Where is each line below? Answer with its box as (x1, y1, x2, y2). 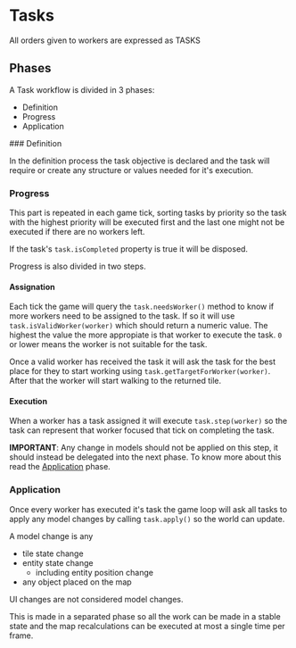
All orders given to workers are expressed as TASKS (9, 35, 201, 46)
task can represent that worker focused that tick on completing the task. (9, 425, 275, 436)
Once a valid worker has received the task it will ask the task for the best (9, 356, 276, 367)
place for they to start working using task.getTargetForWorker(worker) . (9, 366, 271, 377)
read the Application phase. (9, 461, 111, 472)
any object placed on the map (21, 577, 132, 587)
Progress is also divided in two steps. (9, 261, 146, 272)
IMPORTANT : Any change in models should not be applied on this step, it (9, 443, 279, 453)
